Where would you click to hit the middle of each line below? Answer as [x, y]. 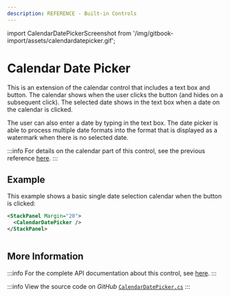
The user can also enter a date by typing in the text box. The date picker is [113, 123]
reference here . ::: [33, 158]
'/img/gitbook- [154, 33]
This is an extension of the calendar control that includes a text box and [108, 88]
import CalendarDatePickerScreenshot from [70, 33]
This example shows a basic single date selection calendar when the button [115, 196]
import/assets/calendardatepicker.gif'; [61, 40]
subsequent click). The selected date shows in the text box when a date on [114, 102]
